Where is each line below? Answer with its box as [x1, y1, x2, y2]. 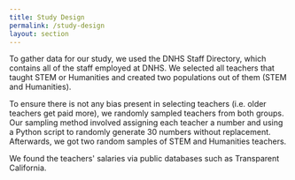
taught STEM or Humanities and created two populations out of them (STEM [9, 72, 288, 83]
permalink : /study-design [9, 21, 105, 30]
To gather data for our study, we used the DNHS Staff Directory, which [9, 54, 267, 64]
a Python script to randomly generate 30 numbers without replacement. [9, 127, 272, 138]
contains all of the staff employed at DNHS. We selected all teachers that [9, 63, 275, 73]
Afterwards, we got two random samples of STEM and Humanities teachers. [9, 136, 287, 146]
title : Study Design [9, 12, 86, 22]
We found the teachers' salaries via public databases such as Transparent [9, 154, 280, 164]
